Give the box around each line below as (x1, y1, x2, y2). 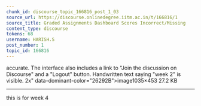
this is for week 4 (6, 94, 49, 101)
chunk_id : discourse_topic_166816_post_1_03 (6, 8, 119, 15)
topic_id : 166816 (6, 48, 50, 54)
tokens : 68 (6, 31, 33, 37)
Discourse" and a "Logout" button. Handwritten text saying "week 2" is (6, 70, 181, 78)
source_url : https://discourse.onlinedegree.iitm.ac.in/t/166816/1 (6, 14, 178, 20)
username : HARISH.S (6, 37, 55, 43)
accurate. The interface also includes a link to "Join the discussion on (6, 64, 177, 71)
